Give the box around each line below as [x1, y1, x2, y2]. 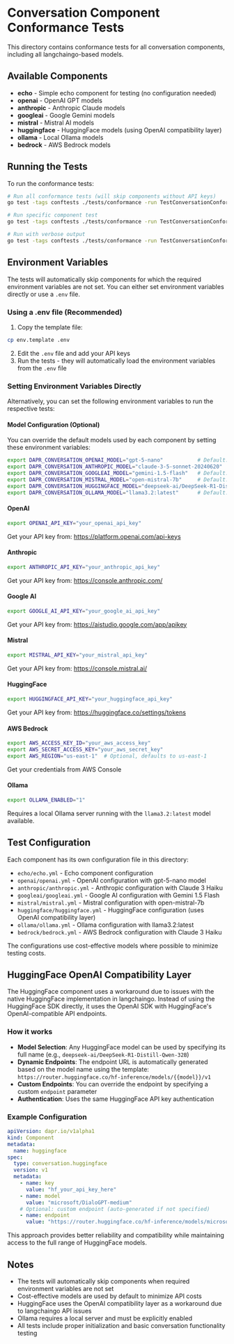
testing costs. [7, 948, 47, 957]
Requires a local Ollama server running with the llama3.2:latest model [7, 809, 211, 818]
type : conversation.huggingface [13, 1160, 108, 1167]
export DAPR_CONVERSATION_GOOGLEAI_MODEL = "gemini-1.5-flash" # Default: [7, 470, 229, 477]
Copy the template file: [17, 322, 83, 331]
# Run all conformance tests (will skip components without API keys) [7, 193, 217, 200]
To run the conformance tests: [7, 179, 94, 187]
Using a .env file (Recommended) [7, 307, 123, 317]
